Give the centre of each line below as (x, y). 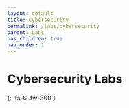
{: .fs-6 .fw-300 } (32, 98)
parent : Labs (26, 32)
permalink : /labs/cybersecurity (53, 26)
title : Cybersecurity (38, 20)
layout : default (30, 13)
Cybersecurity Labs (65, 79)
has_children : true (35, 39)
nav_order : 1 (26, 45)
